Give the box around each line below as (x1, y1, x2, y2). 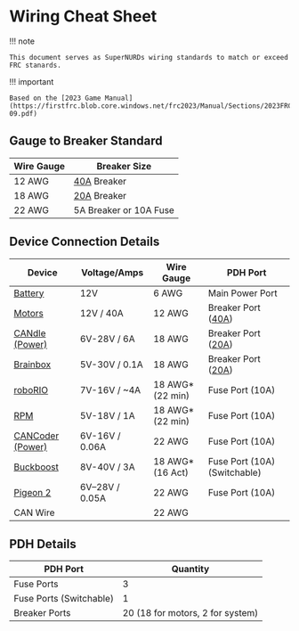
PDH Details (9, 537, 77, 552)
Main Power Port (207, 287, 278, 299)
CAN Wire (13, 506, 55, 519)
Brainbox (13, 358, 52, 371)
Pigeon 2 (13, 486, 52, 498)
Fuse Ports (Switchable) (13, 593, 114, 605)
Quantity (171, 563, 210, 576)
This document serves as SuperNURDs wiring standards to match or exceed (9, 53, 289, 61)
